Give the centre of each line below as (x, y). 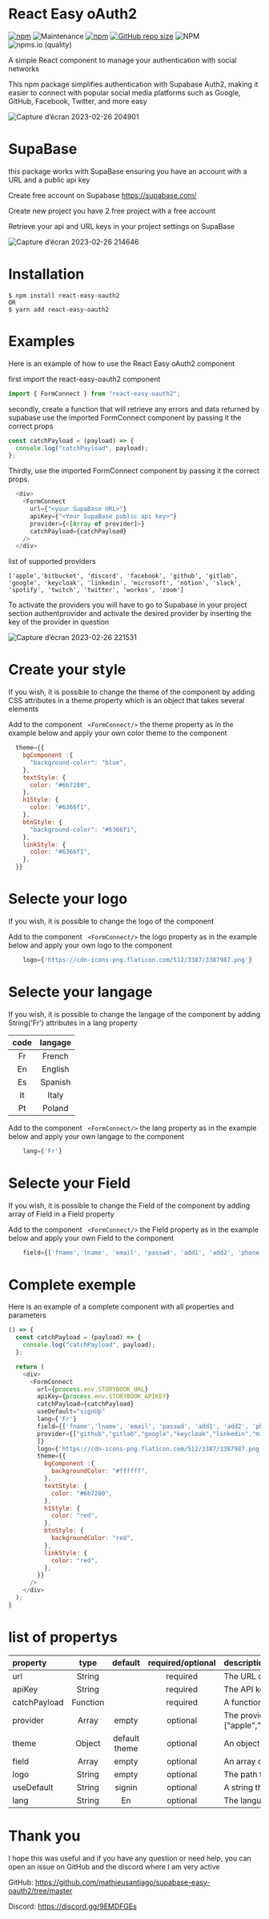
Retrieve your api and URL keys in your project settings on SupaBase (121, 226)
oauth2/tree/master (40, 1890)
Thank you (44, 1836)
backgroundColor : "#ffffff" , (100, 1471)
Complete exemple (72, 1284)
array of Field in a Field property (61, 1213)
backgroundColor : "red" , (92, 1539)
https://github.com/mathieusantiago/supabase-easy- (122, 1882)
